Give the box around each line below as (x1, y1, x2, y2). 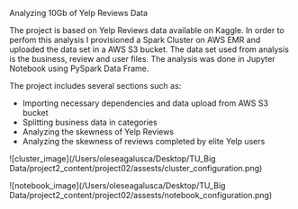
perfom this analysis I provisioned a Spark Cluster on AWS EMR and (9, 35, 261, 45)
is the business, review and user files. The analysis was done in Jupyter (9, 54, 276, 64)
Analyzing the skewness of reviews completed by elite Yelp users (22, 136, 266, 146)
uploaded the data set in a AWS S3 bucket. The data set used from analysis (9, 44, 290, 55)
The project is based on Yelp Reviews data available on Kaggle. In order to (9, 25, 285, 35)
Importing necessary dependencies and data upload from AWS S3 (22, 98, 268, 109)
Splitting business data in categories (22, 117, 158, 127)
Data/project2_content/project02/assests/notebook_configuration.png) (9, 190, 273, 200)
